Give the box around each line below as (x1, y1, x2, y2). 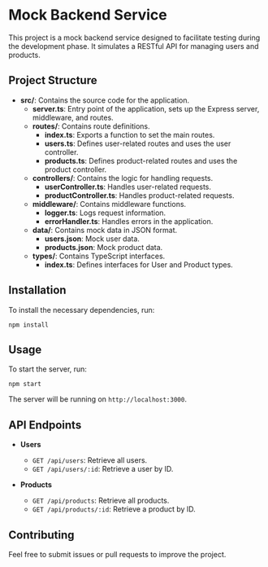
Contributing (8, 528, 75, 542)
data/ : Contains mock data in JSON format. (32, 225, 177, 235)
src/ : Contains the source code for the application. (19, 95, 190, 105)
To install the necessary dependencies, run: (8, 305, 155, 314)
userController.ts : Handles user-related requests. (44, 182, 211, 191)
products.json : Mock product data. (44, 242, 163, 252)
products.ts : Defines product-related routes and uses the (44, 156, 238, 165)
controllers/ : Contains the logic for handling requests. (32, 173, 214, 182)
